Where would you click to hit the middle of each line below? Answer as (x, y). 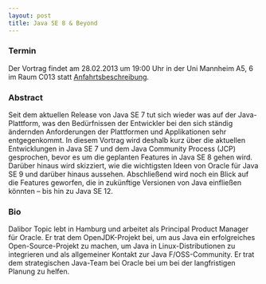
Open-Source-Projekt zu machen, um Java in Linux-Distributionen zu (122, 246)
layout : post (30, 16)
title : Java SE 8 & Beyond (53, 23)
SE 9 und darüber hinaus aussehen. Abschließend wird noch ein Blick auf (129, 174)
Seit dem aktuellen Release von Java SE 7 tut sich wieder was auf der (122, 115)
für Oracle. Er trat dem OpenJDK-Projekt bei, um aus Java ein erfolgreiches (132, 238)
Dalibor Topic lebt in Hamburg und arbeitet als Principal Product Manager (129, 229)
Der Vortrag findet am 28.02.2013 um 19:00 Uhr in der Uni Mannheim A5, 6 (131, 68)
